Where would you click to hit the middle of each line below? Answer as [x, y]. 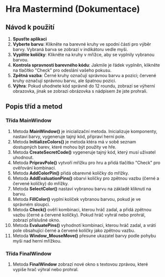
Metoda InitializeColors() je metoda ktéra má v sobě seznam [74, 141]
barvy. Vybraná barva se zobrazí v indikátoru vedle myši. [70, 49]
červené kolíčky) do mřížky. [41, 183]
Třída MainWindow [28, 120]
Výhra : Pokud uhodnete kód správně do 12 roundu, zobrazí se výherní [84, 86]
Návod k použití [30, 27]
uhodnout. [23, 157]
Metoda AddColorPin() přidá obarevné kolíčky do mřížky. [71, 173]
